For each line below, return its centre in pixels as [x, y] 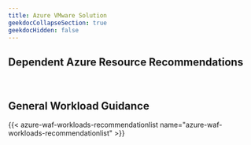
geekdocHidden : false [44, 30]
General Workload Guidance [79, 106]
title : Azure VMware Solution [58, 15]
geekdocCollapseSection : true [58, 23]
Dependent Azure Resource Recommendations [126, 62]
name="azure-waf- [191, 125]
